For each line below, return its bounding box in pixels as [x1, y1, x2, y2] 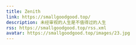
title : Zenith [6, 8, 41, 15]
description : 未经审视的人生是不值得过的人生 [6, 19, 107, 25]
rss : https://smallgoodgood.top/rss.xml [6, 25, 107, 31]
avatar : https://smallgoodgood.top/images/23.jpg [6, 30, 131, 36]
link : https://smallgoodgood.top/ [6, 14, 91, 20]
